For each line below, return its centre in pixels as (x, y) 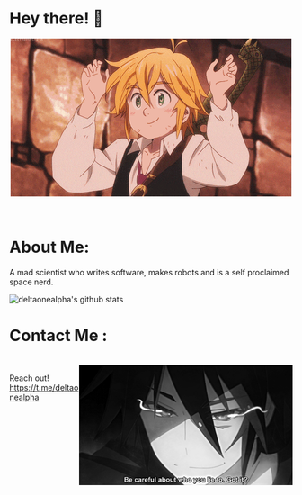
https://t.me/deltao (44, 387)
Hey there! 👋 (56, 18)
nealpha (24, 397)
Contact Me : (58, 336)
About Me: (49, 247)
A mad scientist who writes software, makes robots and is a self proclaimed (149, 272)
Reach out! (29, 378)
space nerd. (31, 282)
